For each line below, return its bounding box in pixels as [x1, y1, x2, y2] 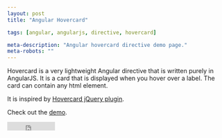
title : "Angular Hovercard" [7, 17, 89, 23]
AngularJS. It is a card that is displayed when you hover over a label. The [7, 74, 215, 83]
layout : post [7, 10, 45, 17]
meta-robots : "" [7, 48, 54, 55]
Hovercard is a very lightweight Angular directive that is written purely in [7, 67, 214, 75]
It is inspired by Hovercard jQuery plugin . [7, 95, 125, 103]
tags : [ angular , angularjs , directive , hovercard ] [7, 29, 157, 36]
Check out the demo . [7, 108, 67, 117]
